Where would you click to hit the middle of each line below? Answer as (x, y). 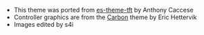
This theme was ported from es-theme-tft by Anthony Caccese (103, 10)
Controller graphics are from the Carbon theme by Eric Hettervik (105, 17)
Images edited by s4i (44, 24)
